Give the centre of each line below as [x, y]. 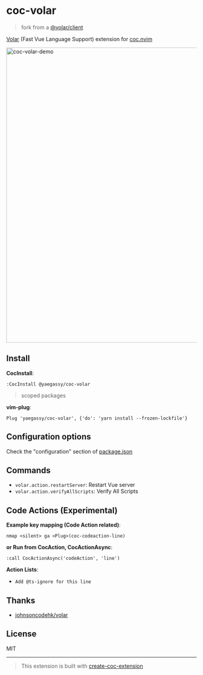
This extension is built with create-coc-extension [82, 666]
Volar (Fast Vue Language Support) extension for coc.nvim [79, 39]
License [21, 634]
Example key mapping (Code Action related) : [63, 525]
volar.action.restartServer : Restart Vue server [75, 485]
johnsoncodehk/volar [41, 615]
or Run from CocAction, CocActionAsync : [60, 547]
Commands [29, 470]
